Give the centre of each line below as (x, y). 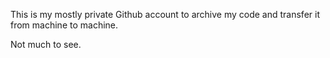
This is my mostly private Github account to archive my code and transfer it (165, 14)
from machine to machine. (64, 25)
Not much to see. (46, 44)
